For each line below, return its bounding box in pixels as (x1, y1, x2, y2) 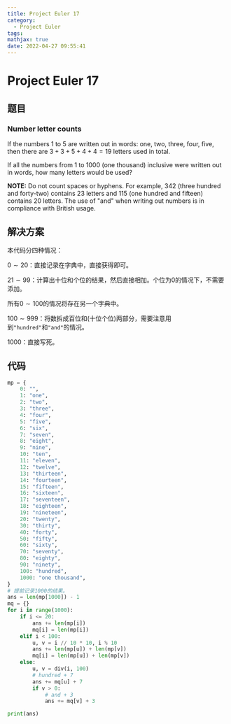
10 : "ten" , (20, 450, 52, 458)
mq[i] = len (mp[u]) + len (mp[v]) (32, 652, 130, 660)
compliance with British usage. (7, 204, 96, 212)
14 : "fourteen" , (20, 476, 68, 483)
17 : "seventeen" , (20, 496, 71, 504)
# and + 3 (44, 691, 73, 698)
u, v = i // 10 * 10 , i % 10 (32, 639, 118, 646)
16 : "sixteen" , (20, 490, 64, 497)
